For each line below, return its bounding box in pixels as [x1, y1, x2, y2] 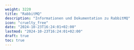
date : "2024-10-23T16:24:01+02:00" [5, 25, 77, 30]
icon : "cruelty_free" [5, 20, 49, 25]
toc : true [5, 38, 25, 43]
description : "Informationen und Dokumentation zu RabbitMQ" [5, 16, 131, 20]
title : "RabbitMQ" [5, 11, 42, 16]
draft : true [5, 34, 29, 39]
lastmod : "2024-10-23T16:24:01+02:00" [5, 29, 83, 34]
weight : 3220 [5, 7, 31, 12]
